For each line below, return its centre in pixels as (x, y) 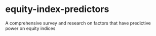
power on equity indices (30, 28)
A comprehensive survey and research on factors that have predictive (78, 23)
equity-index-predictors (57, 9)
